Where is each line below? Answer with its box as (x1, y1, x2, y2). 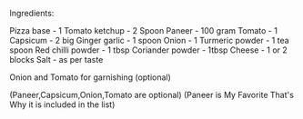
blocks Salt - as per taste (9, 55, 104, 64)
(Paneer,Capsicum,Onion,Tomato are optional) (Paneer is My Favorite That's (9, 90, 294, 100)
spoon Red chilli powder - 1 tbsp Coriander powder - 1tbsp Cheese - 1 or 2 (9, 45, 288, 55)
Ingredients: (9, 8, 55, 18)
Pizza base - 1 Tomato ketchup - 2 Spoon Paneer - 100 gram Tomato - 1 (9, 25, 278, 35)
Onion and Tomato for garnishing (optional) (9, 72, 171, 83)
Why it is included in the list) (9, 99, 116, 110)
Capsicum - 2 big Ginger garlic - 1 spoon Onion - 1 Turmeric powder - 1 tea (9, 35, 289, 45)
